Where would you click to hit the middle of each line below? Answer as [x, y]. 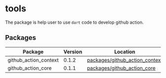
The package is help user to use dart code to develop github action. [74, 22]
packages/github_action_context [125, 60]
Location [125, 51]
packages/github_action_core [121, 68]
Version [73, 51]
